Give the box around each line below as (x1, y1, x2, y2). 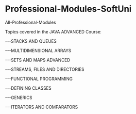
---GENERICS (5, 95, 33, 100)
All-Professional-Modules (5, 19, 56, 25)
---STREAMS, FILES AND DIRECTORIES (5, 66, 85, 72)
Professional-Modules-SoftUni (5, 3, 132, 15)
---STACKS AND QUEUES (5, 38, 57, 44)
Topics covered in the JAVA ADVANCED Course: (5, 29, 102, 34)
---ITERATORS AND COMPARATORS (5, 104, 78, 110)
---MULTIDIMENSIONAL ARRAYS (5, 48, 71, 53)
